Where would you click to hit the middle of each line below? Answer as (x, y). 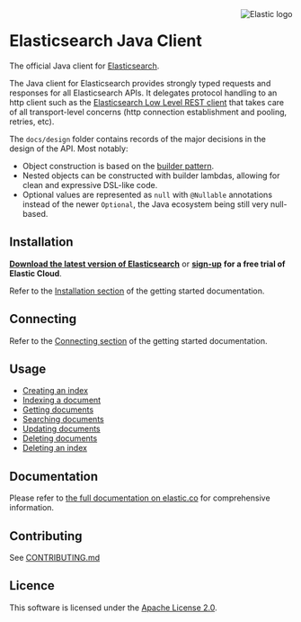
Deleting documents (60, 438)
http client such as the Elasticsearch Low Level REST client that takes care (147, 102)
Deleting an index (55, 448)
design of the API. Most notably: (69, 149)
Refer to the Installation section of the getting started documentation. (137, 291)
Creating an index (55, 391)
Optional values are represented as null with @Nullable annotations (147, 194)
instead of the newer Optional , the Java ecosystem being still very (145, 204)
